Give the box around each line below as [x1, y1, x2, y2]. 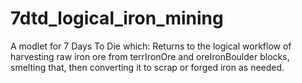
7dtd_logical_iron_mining [10, 7, 224, 30]
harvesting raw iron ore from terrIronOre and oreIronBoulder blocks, [10, 50, 290, 62]
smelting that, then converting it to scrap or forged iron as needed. [10, 61, 285, 73]
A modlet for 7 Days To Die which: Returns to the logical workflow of [10, 40, 292, 52]
